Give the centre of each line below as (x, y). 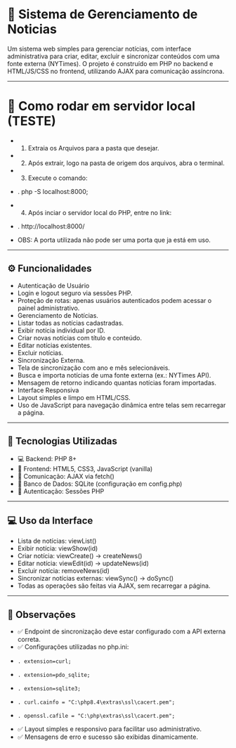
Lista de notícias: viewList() (57, 541)
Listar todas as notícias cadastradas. (71, 323)
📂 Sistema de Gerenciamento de (103, 14)
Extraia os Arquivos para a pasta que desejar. (93, 148)
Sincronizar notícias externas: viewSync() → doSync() (96, 579)
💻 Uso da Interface (50, 521)
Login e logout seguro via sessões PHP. (75, 293)
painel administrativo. (48, 308)
